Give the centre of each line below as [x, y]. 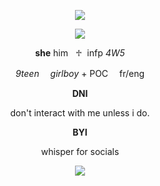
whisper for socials [80, 151]
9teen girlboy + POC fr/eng [80, 73]
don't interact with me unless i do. [80, 113]
